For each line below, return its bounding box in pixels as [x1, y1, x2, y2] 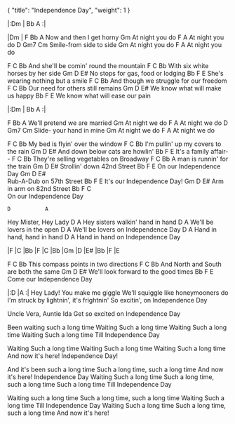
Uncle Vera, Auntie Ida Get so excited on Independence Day [7, 310, 181, 318]
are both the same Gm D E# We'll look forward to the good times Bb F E [7, 267, 214, 276]
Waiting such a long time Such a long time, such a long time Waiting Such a [7, 394, 224, 402]
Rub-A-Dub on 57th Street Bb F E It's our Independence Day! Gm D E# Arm [7, 177, 224, 185]
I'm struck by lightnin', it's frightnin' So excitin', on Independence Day [7, 296, 208, 304]
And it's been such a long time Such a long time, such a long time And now [7, 365, 224, 373]
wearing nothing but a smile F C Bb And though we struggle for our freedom [7, 77, 227, 85]
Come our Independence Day [7, 275, 93, 283]
